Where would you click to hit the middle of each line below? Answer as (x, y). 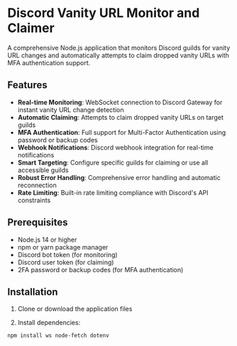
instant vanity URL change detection (71, 110)
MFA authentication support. (49, 62)
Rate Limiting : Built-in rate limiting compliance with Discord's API (113, 192)
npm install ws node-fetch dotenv (59, 336)
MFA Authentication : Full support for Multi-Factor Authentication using (122, 132)
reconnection (37, 185)
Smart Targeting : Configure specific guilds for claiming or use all (113, 162)
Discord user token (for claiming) (66, 262)
